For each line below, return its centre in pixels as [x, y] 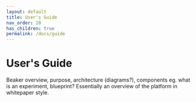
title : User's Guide [32, 17]
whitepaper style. [28, 92]
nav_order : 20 [24, 23]
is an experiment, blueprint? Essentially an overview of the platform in [92, 86]
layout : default [26, 12]
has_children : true [30, 28]
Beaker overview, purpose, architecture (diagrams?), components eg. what [98, 80]
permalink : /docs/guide [36, 34]
